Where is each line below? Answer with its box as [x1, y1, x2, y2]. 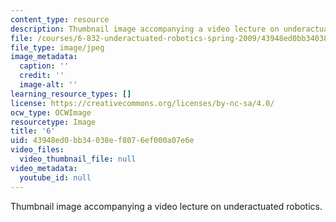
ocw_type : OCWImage [10, 107, 92, 118]
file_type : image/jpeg [10, 42, 105, 53]
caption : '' [19, 61, 70, 71]
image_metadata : [10, 52, 78, 62]
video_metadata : [10, 163, 78, 173]
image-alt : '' [19, 80, 78, 90]
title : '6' [10, 126, 56, 136]
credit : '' [19, 71, 65, 81]
